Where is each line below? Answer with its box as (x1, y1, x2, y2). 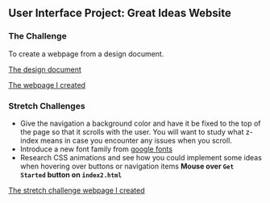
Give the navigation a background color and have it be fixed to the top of (19, 118, 261, 128)
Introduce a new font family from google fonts (19, 144, 173, 154)
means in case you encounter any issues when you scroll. (39, 135, 232, 145)
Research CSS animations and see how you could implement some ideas (19, 152, 262, 162)
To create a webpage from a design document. (8, 48, 164, 59)
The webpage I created (8, 80, 86, 89)
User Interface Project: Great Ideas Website (8, 6, 231, 20)
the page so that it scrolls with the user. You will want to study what (19, 126, 244, 136)
